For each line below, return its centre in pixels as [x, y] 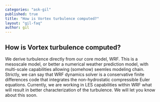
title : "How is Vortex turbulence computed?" [52, 18]
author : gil [17, 28]
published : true [21, 14]
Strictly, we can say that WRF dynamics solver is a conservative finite [75, 74]
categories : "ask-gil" [28, 9]
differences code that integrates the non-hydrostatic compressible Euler [78, 79]
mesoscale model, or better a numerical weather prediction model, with [77, 64]
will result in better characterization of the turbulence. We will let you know [80, 90]
